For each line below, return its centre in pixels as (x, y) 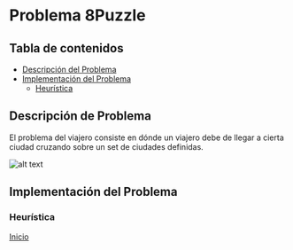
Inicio (19, 237)
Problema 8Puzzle (77, 16)
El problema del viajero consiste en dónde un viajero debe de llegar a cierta (147, 137)
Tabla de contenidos (66, 48)
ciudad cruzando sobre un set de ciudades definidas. (106, 146)
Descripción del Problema (69, 69)
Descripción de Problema (81, 116)
